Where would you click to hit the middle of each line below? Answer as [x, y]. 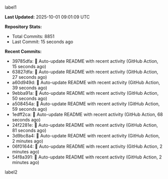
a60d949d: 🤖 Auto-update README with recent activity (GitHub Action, [86, 82]
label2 [11, 172]
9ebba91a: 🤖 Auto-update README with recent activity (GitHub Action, [85, 93]
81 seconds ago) [29, 130]
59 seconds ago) [29, 109]
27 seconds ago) [29, 77]
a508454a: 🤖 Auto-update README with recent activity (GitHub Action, [86, 104]
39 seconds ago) [29, 88]
